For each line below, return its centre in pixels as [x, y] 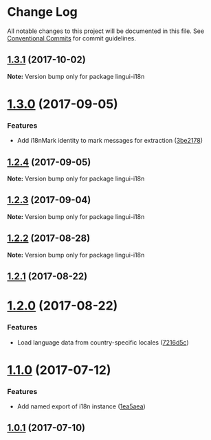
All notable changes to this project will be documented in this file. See [106, 31]
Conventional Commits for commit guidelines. [71, 38]
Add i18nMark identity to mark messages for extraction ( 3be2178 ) [110, 141]
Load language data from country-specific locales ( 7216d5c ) [103, 342]
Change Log [42, 12]
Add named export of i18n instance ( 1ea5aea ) [81, 406]
